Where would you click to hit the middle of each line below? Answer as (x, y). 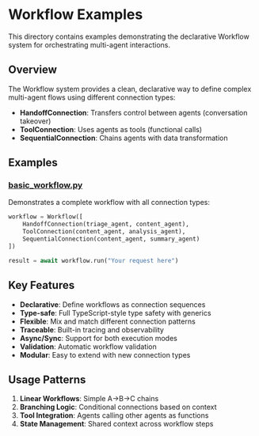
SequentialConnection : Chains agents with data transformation (124, 138)
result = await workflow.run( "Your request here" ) (93, 260)
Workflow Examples (76, 15)
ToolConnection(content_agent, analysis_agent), (104, 232)
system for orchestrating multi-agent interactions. (89, 44)
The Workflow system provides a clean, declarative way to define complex (130, 89)
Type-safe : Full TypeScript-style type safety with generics (115, 313)
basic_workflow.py (46, 185)
